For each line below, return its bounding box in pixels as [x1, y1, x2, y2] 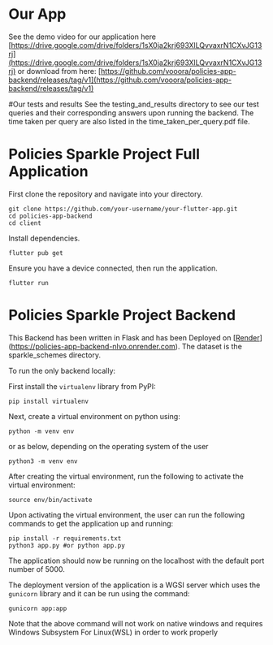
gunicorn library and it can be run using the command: [8, 588, 190, 598]
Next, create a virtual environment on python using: [8, 411, 180, 421]
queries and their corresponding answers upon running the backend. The [8, 107, 254, 118]
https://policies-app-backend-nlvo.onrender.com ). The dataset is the [11, 341, 242, 351]
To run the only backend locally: [8, 366, 116, 375]
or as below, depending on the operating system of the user [8, 441, 209, 451]
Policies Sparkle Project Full [8, 145, 201, 163]
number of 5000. [8, 564, 65, 574]
